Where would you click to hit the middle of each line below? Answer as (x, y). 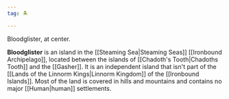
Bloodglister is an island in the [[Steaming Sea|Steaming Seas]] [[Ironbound (114, 52)
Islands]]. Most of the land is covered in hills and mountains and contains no (114, 81)
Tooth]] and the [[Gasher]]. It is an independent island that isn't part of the (112, 66)
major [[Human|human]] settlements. (59, 88)
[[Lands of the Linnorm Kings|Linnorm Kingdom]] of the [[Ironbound (103, 74)
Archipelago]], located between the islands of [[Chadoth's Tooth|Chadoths (112, 59)
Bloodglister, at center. (39, 39)
